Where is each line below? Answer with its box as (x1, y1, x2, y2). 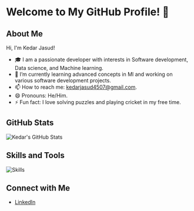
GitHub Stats (6, 118, 54, 128)
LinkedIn (14, 199, 36, 206)
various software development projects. (14, 77, 112, 84)
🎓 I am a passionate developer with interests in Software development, (14, 56, 188, 63)
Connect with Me (6, 183, 71, 193)
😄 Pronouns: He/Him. (14, 92, 68, 99)
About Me (6, 29, 43, 39)
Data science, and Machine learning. (14, 65, 104, 71)
